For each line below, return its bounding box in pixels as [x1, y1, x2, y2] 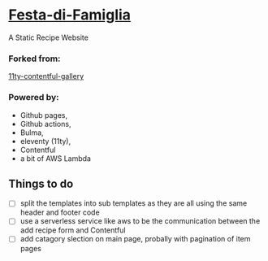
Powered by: [8, 92, 59, 103]
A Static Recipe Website [8, 33, 89, 42]
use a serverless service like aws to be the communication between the [19, 216, 261, 226]
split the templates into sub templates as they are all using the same [19, 198, 248, 208]
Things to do [8, 176, 74, 190]
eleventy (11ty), [19, 136, 71, 146]
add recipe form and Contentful [19, 225, 126, 235]
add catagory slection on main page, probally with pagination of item [19, 234, 251, 244]
